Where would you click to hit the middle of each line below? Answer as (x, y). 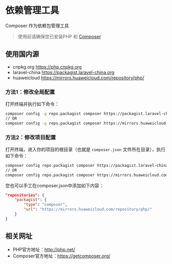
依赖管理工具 (33, 10)
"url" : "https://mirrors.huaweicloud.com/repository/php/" (88, 210)
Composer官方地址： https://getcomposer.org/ (61, 256)
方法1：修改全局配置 (30, 92)
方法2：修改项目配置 (31, 137)
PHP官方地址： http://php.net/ (44, 249)
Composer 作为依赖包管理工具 (37, 26)
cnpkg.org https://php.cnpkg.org (47, 67)
